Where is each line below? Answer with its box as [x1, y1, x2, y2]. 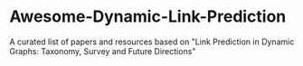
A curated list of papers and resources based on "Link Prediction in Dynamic [9, 36, 295, 47]
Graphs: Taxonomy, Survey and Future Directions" [9, 45, 196, 56]
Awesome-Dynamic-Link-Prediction [9, 6, 287, 27]
